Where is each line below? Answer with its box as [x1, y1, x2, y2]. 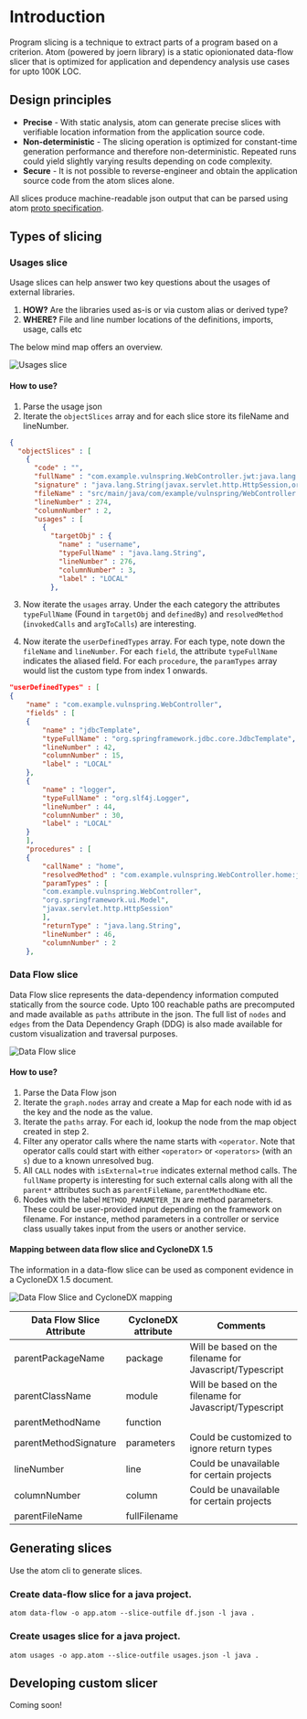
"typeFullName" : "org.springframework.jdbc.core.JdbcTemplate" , [42, 734, 297, 743]
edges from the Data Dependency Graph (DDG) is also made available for [9, 1018, 283, 1029]
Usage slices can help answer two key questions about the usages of [9, 277, 271, 288]
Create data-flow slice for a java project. [9, 1587, 192, 1600]
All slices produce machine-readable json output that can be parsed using [9, 192, 289, 203]
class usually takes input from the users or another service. [22, 1223, 247, 1234]
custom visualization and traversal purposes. [9, 1027, 178, 1039]
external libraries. [9, 286, 76, 298]
